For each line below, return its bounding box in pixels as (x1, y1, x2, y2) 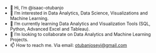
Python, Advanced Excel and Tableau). (9, 26, 90, 32)
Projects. (9, 36, 28, 42)
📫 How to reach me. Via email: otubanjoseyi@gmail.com (9, 42, 127, 48)
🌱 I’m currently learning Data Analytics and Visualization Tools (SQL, (9, 20, 151, 26)
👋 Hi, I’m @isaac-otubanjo (9, 5, 64, 10)
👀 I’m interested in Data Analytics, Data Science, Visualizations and (9, 10, 148, 16)
